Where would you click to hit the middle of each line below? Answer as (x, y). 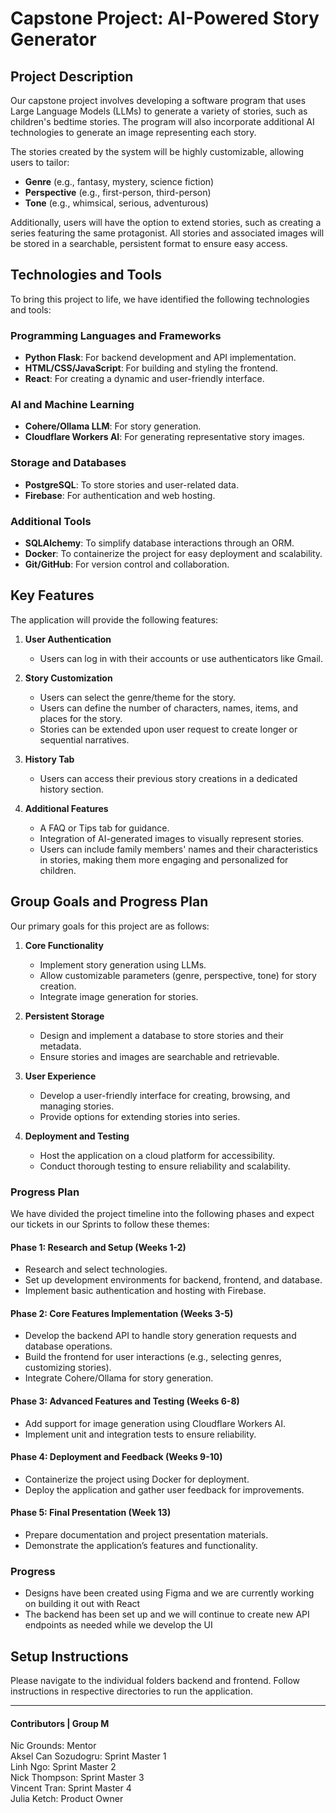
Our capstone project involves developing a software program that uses (158, 100)
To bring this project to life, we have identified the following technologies (160, 299)
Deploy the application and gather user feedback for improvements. (164, 1489)
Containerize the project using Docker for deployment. (137, 1479)
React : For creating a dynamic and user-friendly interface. (144, 379)
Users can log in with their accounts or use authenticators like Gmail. (181, 658)
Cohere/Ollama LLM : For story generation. (113, 426)
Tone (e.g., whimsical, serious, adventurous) (116, 203)
